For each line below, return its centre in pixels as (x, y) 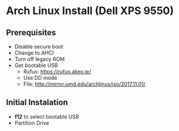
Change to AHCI (34, 53)
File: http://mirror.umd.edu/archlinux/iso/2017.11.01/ (84, 84)
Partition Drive (32, 123)
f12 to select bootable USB (47, 116)
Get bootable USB (36, 65)
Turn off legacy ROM (39, 59)
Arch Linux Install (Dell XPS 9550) (90, 11)
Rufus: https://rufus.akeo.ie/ (57, 71)
